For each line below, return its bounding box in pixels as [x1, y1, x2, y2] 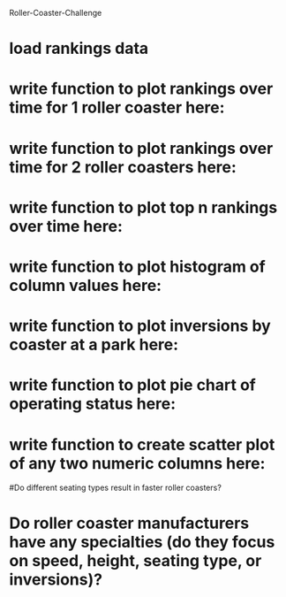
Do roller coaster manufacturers [9, 513, 250, 533]
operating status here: [9, 394, 177, 414]
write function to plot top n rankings [9, 197, 278, 218]
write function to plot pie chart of [9, 375, 256, 395]
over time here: [9, 216, 124, 236]
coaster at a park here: [9, 335, 179, 355]
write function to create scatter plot [9, 434, 275, 455]
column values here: [9, 275, 162, 295]
